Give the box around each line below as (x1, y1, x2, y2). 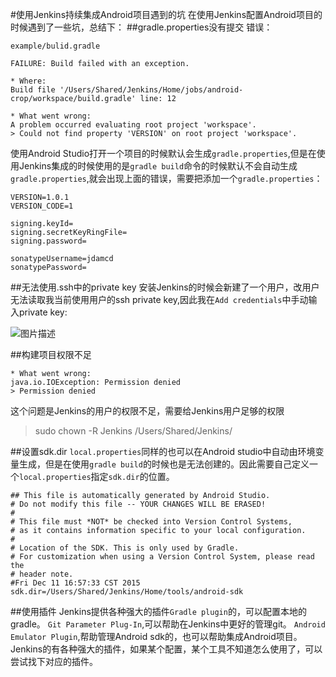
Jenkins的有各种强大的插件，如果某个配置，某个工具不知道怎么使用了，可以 (10, 643, 323, 655)
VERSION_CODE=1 (10, 201, 74, 211)
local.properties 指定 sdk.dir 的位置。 (19, 471, 175, 482)
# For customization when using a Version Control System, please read (10, 552, 315, 562)
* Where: (10, 76, 47, 86)
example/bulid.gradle (10, 41, 101, 51)
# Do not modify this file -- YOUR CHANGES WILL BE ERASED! (10, 499, 267, 509)
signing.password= (10, 236, 87, 246)
